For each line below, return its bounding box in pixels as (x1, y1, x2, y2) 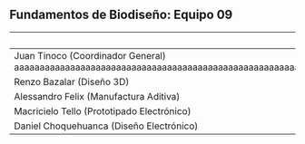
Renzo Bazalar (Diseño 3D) (14, 75, 130, 88)
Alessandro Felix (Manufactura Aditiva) (14, 90, 181, 102)
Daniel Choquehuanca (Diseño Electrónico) (14, 120, 199, 132)
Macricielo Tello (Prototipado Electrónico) (14, 104, 192, 117)
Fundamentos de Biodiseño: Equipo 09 (9, 7, 233, 23)
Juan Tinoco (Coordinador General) (14, 49, 166, 62)
